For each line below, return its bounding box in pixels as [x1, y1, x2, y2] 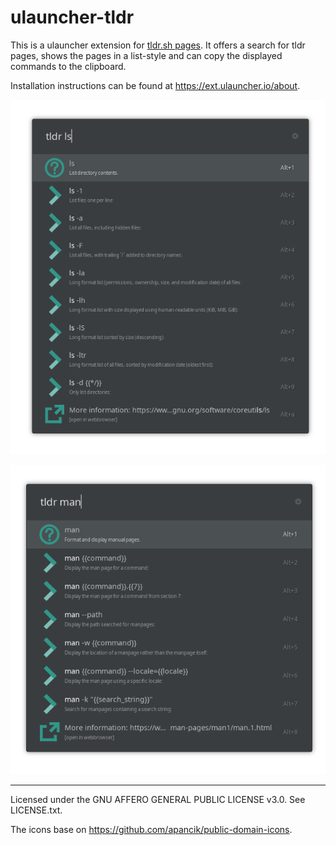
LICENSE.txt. [10, 804, 63, 816]
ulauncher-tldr [10, 6, 135, 29]
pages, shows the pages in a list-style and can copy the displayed [10, 49, 283, 61]
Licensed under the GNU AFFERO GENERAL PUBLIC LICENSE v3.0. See [10, 794, 306, 806]
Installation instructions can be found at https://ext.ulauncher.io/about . [10, 79, 301, 91]
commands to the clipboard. [10, 60, 127, 72]
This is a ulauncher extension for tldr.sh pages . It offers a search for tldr [10, 39, 306, 51]
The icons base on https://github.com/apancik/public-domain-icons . [10, 824, 293, 836]
